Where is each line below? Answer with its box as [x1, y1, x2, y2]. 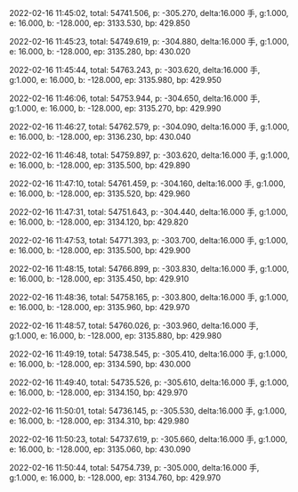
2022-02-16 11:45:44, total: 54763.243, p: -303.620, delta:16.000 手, [9, 65, 261, 75]
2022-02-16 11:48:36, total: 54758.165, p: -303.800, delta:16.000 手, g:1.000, [9, 292, 289, 302]
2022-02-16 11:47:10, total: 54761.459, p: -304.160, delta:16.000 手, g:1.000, [9, 178, 286, 189]
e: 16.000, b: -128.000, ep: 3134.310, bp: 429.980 [9, 415, 189, 426]
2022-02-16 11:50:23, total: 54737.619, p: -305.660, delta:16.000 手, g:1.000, [9, 434, 288, 444]
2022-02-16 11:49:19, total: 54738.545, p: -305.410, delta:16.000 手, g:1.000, [9, 348, 288, 359]
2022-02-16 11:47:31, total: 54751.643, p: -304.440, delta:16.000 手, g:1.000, [9, 207, 289, 217]
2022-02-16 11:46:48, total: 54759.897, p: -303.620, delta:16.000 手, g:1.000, [9, 150, 290, 160]
